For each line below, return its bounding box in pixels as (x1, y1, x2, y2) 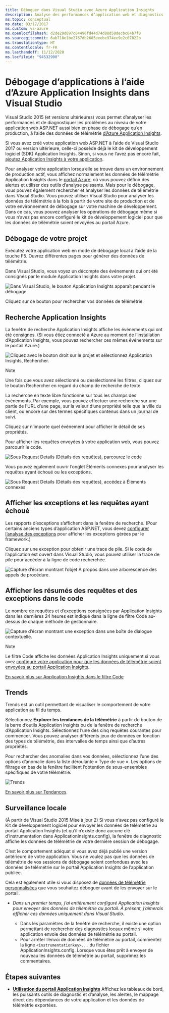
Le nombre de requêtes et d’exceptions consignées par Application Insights (5, 608, 162, 614)
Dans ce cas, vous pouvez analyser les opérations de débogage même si (5, 209, 157, 215)
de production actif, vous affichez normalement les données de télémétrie (5, 171, 159, 177)
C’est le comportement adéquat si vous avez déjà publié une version (5, 848, 147, 855)
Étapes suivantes (5, 973, 61, 981)
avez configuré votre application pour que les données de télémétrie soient (5, 658, 161, 664)
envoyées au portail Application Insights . (5, 664, 90, 670)
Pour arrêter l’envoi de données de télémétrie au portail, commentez (20, 937, 162, 943)
